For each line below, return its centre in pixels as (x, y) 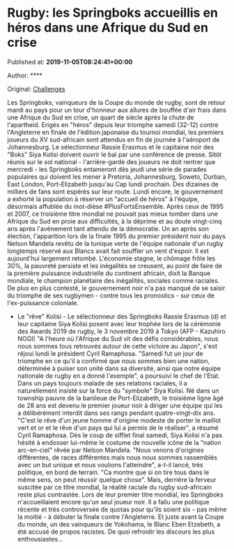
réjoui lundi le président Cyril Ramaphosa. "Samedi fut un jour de (110, 353)
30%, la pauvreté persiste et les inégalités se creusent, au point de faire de (115, 265)
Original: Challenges (36, 89)
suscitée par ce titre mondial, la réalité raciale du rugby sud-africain (115, 487)
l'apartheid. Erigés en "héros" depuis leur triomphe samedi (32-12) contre (113, 124)
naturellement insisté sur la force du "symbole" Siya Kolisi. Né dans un (118, 390)
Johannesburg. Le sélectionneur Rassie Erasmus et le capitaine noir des (111, 147)
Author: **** (25, 75)
